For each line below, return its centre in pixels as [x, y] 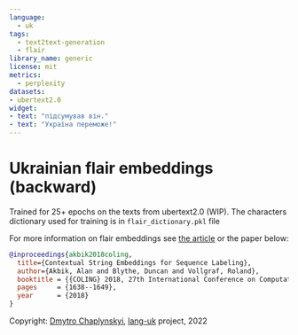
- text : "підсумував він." [59, 116]
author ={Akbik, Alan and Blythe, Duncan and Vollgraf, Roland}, [138, 271]
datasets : [27, 91]
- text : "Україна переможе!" [63, 125]
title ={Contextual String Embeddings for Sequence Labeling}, [134, 262]
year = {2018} [53, 296]
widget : [24, 108]
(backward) [53, 187]
